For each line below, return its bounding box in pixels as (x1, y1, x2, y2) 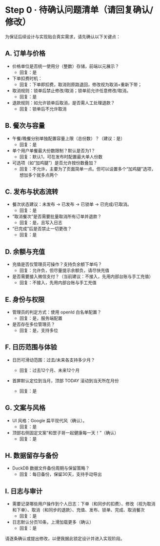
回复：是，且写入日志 (19, 220, 62, 226)
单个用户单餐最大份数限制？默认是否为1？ (12, 147, 96, 154)
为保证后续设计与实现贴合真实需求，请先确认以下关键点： (5, 34, 120, 39)
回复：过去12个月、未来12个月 (19, 367, 80, 373)
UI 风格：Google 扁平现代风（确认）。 (12, 417, 87, 423)
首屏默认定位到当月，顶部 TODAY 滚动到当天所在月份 (12, 377, 119, 383)
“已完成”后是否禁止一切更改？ (12, 226, 72, 232)
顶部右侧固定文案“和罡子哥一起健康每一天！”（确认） (12, 429, 119, 435)
